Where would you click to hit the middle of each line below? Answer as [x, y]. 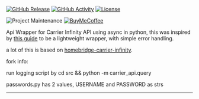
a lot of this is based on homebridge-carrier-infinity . [70, 50]
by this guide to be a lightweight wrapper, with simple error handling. [90, 38]
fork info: [17, 61]
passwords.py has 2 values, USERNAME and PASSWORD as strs [85, 84]
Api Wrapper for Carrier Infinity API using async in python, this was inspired [98, 32]
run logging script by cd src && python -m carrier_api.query [79, 73]
